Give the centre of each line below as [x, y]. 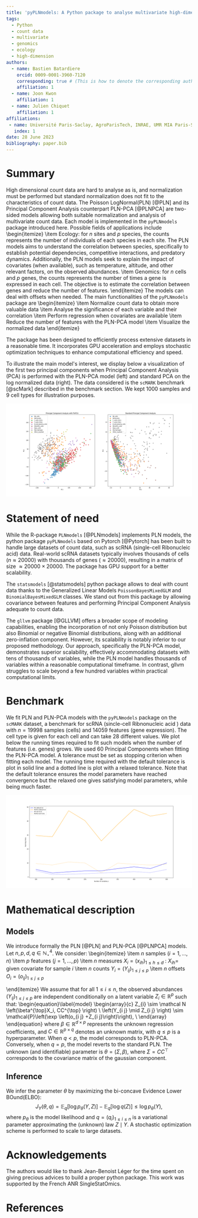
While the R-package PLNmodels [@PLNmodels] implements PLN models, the [99, 535]
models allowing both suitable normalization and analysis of [93, 215]
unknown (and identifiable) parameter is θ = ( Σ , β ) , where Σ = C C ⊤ [88, 1051]
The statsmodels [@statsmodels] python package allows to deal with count [97, 584]
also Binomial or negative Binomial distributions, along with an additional [94, 633]
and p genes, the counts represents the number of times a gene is [86, 277]
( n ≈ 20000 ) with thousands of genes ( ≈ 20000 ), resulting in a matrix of [95, 560]
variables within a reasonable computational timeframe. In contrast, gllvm [95, 664]
